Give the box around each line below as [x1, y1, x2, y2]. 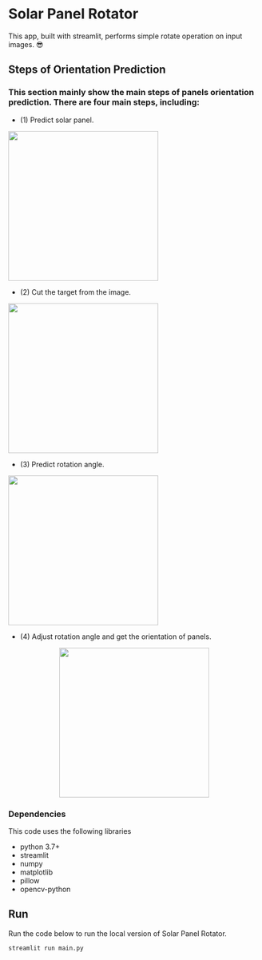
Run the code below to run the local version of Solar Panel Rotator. [8, 928, 228, 938]
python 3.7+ [19, 842, 60, 851]
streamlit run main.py [8, 944, 84, 952]
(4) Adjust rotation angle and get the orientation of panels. [19, 632, 212, 641]
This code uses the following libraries [8, 826, 132, 835]
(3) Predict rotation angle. [19, 459, 105, 469]
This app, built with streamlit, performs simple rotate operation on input [8, 31, 243, 41]
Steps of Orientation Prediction [8, 63, 166, 77]
